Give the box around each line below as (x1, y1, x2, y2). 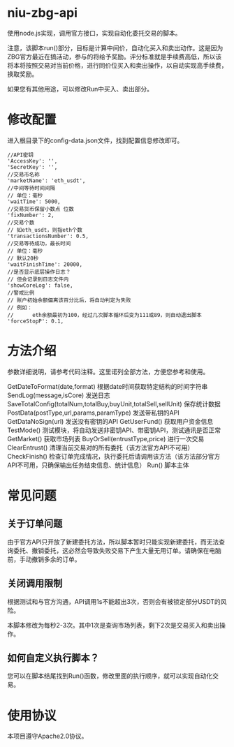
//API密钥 (7, 151, 34, 158)
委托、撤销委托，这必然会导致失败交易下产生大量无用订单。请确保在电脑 (13, 546, 221, 554)
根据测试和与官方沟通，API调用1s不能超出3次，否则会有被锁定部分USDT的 (7, 597, 221, 605)
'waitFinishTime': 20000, (7, 260, 82, 268)
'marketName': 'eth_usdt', (7, 177, 86, 184)
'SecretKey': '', (7, 163, 58, 170)
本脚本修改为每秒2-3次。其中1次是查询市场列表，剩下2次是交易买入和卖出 (7, 621, 220, 629)
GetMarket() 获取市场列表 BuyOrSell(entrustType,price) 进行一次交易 (7, 434, 205, 443)
